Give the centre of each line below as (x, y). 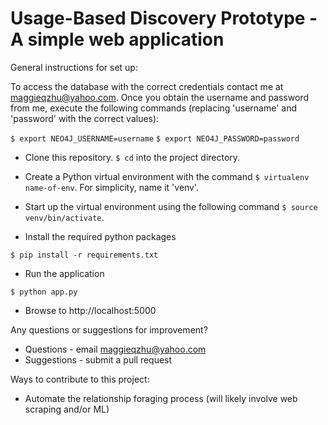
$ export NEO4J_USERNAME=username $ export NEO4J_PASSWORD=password (155, 138)
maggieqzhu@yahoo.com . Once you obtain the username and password (159, 97)
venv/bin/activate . (64, 217)
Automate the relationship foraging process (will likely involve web (161, 398)
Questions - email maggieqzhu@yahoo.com (115, 349)
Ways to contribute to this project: (80, 379)
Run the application (64, 273)
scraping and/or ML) (67, 409)
